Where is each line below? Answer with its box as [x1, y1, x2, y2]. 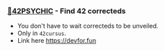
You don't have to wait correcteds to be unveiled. [17, 22, 159, 30]
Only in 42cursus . [17, 29, 66, 37]
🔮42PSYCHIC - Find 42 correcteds [7, 6, 126, 16]
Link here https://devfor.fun [17, 37, 96, 45]
